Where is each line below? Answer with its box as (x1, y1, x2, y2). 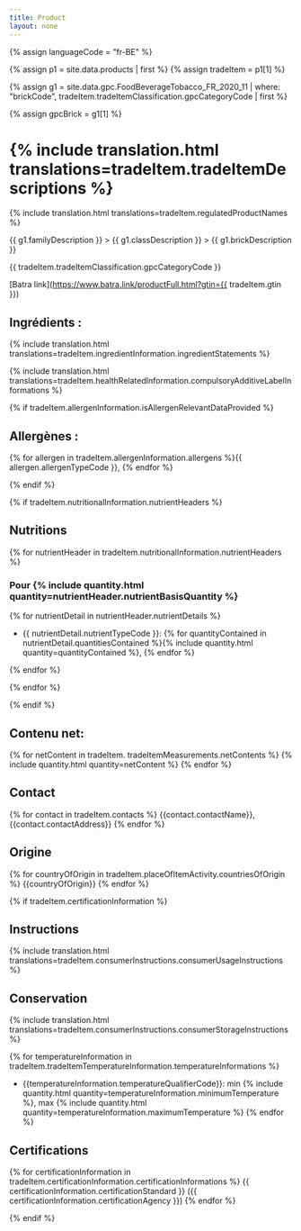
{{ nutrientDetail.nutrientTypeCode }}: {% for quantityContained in (22, 628, 267, 639)
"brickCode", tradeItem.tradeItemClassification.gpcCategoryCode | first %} (9, 91, 288, 102)
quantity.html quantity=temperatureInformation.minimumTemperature (22, 1088, 279, 1099)
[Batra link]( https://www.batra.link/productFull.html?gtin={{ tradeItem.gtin (9, 279, 281, 290)
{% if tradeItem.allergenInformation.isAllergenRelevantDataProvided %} (9, 403, 274, 413)
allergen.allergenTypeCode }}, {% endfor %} (9, 462, 173, 473)
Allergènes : (9, 429, 79, 444)
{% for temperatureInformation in (9, 1051, 132, 1063)
